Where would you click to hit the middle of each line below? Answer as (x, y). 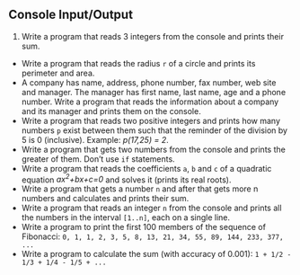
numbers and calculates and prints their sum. (105, 199)
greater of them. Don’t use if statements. (98, 159)
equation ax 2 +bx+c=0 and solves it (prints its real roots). (126, 179)
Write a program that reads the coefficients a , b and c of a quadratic (146, 168)
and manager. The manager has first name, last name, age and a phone (154, 92)
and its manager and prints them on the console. (111, 111)
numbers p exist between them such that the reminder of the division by (154, 130)
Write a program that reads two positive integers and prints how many (150, 120)
